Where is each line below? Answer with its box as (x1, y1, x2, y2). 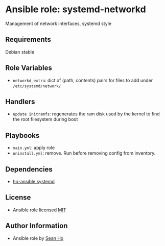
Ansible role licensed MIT (12, 207, 66, 213)
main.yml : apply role (12, 144, 55, 151)
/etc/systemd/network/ (12, 83, 61, 89)
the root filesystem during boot (12, 116, 78, 122)
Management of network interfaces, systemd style (5, 20, 111, 27)
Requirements (5, 35, 51, 44)
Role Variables (5, 64, 52, 72)
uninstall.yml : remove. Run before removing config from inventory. (12, 150, 156, 156)
